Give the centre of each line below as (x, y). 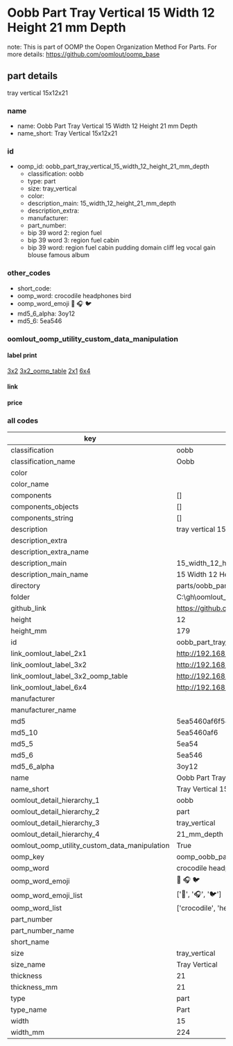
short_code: (34, 288)
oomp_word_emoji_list (47, 895)
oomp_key (28, 857)
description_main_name (50, 575)
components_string (42, 518)
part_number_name (42, 931)
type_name (29, 1010)
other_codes (29, 273)
